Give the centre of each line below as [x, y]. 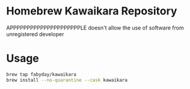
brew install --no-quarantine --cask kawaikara [67, 80]
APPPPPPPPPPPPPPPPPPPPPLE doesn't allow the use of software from [95, 28]
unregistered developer [35, 34]
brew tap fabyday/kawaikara [41, 74]
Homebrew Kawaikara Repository [92, 11]
